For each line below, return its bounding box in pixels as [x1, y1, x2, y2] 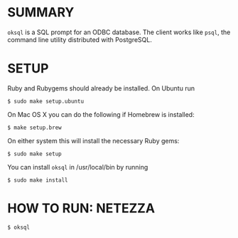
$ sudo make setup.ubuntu [7, 98, 84, 105]
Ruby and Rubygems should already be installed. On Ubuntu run [7, 83, 195, 93]
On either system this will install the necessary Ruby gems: [7, 136, 180, 145]
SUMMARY [7, 4, 75, 21]
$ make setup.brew [7, 124, 62, 131]
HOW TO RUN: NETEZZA [7, 200, 155, 217]
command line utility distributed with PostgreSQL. [7, 35, 153, 43]
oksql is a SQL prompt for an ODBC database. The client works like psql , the [7, 28, 231, 36]
